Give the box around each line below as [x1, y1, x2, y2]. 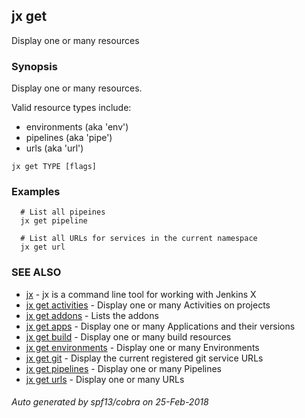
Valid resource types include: [11, 102, 132, 114]
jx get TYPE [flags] [11, 162, 98, 172]
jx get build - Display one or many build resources [25, 330, 232, 343]
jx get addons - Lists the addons [25, 309, 159, 321]
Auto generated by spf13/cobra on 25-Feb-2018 [11, 396, 209, 408]
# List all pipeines [20, 207, 106, 218]
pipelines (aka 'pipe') [25, 132, 113, 144]
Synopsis [11, 59, 58, 73]
